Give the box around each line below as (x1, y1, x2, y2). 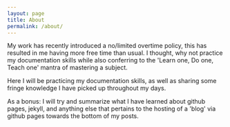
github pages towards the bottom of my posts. (7, 112, 140, 120)
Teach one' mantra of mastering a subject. (7, 63, 128, 72)
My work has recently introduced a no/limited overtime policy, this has (7, 42, 207, 50)
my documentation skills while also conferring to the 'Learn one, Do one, (7, 56, 214, 65)
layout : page (7, 10, 45, 17)
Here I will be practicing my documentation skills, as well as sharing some (7, 77, 217, 85)
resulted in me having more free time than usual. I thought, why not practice (7, 49, 223, 57)
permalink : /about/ (7, 23, 64, 30)
